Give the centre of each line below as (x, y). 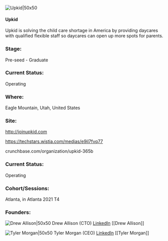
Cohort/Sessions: (27, 188)
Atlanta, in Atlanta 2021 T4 (32, 199)
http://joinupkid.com (26, 132)
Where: (15, 97)
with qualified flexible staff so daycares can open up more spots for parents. (84, 36)
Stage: (13, 49)
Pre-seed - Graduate (27, 60)
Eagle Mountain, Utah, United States (43, 108)
